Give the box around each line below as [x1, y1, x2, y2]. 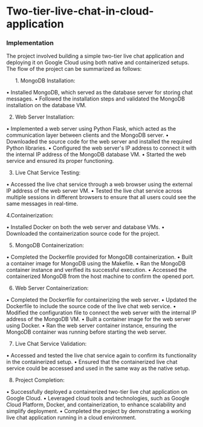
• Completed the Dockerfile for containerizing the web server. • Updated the [6, 296, 197, 303]
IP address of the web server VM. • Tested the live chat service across [6, 187, 182, 194]
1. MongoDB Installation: [14, 77, 76, 84]
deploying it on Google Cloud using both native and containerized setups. [6, 59, 189, 66]
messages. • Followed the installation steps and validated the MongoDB [6, 95, 185, 102]
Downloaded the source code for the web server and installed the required [6, 138, 192, 145]
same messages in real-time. [6, 200, 79, 207]
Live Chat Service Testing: [14, 169, 81, 176]
